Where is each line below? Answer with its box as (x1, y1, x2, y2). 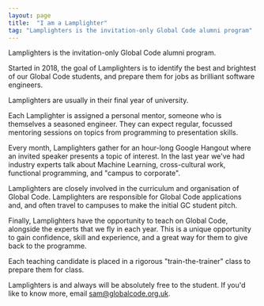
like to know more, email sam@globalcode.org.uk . (8, 289, 171, 298)
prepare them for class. (8, 265, 85, 274)
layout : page (8, 11, 51, 20)
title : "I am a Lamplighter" (8, 19, 108, 27)
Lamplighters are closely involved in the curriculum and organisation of (8, 184, 239, 193)
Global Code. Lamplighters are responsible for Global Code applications (8, 192, 243, 202)
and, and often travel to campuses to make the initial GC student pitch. (8, 201, 238, 210)
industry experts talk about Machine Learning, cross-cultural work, (8, 160, 226, 170)
